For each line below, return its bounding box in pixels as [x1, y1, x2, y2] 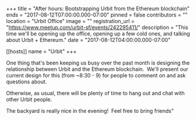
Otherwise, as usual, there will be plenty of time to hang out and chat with [6, 90, 185, 96]
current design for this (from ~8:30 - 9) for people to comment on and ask [6, 72, 186, 79]
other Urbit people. [6, 96, 52, 103]
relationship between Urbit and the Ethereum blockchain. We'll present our [6, 66, 188, 73]
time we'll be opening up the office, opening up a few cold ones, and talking [6, 30, 190, 37]
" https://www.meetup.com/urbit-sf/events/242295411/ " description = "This [6, 24, 188, 31]
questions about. [6, 78, 47, 85]
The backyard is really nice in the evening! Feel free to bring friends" [6, 108, 174, 114]
